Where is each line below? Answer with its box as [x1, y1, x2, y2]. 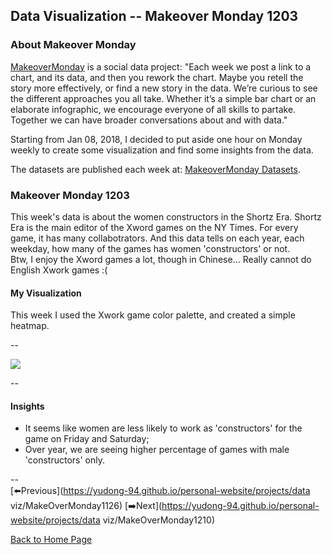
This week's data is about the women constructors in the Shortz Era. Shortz [10, 210, 322, 223]
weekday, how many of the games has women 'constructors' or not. [10, 242, 291, 254]
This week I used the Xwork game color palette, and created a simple [10, 309, 296, 321]
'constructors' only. [24, 454, 106, 466]
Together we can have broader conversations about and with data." [10, 114, 288, 126]
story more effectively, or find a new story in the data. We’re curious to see [10, 82, 318, 94]
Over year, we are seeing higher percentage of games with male [24, 444, 290, 456]
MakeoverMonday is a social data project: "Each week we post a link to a [10, 60, 312, 73]
